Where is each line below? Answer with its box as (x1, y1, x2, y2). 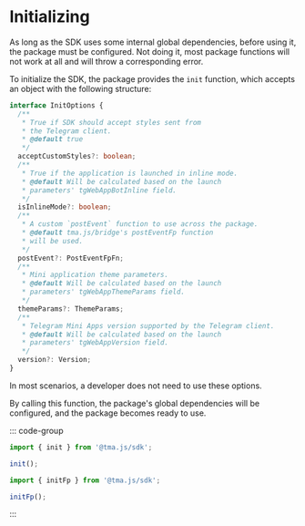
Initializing (9, 6, 90, 27)
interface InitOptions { (9, 100, 104, 110)
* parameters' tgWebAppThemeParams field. (21, 287, 185, 297)
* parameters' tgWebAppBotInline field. (21, 185, 178, 195)
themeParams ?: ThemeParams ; (17, 304, 125, 314)
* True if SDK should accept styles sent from (21, 118, 202, 127)
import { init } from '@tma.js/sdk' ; (9, 442, 153, 452)
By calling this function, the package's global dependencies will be (9, 397, 260, 408)
